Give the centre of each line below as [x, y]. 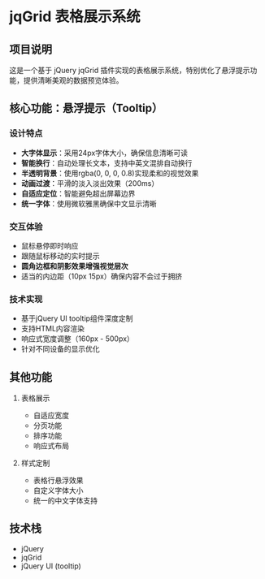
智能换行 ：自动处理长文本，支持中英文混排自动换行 [106, 162]
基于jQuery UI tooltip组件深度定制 [77, 318]
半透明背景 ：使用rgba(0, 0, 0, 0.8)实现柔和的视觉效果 [110, 173]
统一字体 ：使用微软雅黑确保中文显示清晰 [89, 203]
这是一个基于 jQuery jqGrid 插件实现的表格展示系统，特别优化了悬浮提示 [130, 70]
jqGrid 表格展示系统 [75, 17]
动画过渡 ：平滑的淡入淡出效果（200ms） [90, 183]
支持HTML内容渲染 [52, 329]
